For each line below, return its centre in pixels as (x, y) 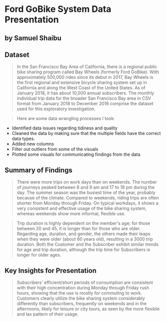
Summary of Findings (39, 170)
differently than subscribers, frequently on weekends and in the (82, 304)
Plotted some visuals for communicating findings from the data (76, 154)
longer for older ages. (39, 255)
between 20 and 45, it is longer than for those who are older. (79, 229)
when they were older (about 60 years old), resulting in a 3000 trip (85, 239)
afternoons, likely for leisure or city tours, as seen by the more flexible (88, 309)
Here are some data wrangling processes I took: (66, 119)
